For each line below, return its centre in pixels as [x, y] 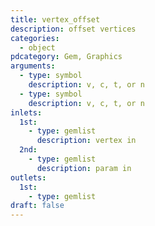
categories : [35, 38]
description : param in [84, 168]
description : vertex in [86, 141]
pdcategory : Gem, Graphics [66, 57]
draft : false [37, 206]
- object [37, 47]
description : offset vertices [73, 29]
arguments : [33, 66]
